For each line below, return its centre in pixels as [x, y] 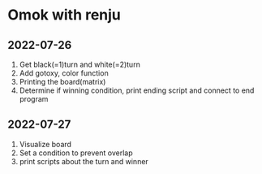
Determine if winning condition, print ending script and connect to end [137, 90]
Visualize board [45, 144]
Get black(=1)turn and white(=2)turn [80, 64]
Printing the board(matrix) [62, 82]
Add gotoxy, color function [64, 73]
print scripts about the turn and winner [84, 161]
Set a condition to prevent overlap [76, 153]
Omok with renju [64, 15]
